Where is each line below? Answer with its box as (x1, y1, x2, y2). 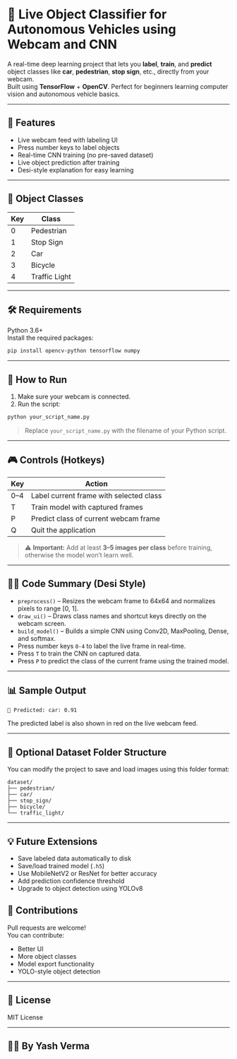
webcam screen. (17, 619, 66, 627)
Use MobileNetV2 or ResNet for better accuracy (17, 869, 157, 877)
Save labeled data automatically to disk (17, 854, 132, 863)
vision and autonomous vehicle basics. (7, 90, 120, 98)
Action (85, 478, 108, 488)
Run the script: (17, 400, 61, 408)
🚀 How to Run (7, 374, 68, 386)
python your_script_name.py (7, 413, 90, 421)
